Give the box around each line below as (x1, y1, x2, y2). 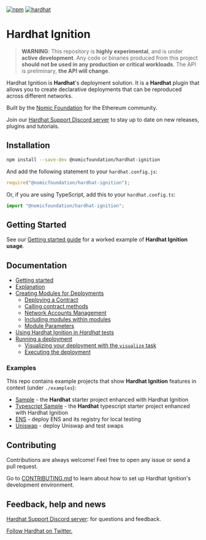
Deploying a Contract (24, 296, 78, 303)
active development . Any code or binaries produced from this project (21, 54, 198, 61)
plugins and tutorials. (6, 122, 59, 130)
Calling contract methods (24, 303, 89, 310)
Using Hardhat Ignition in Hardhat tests (15, 329, 115, 336)
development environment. (6, 481, 75, 488)
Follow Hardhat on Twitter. (6, 527, 73, 534)
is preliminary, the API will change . (21, 67, 110, 74)
